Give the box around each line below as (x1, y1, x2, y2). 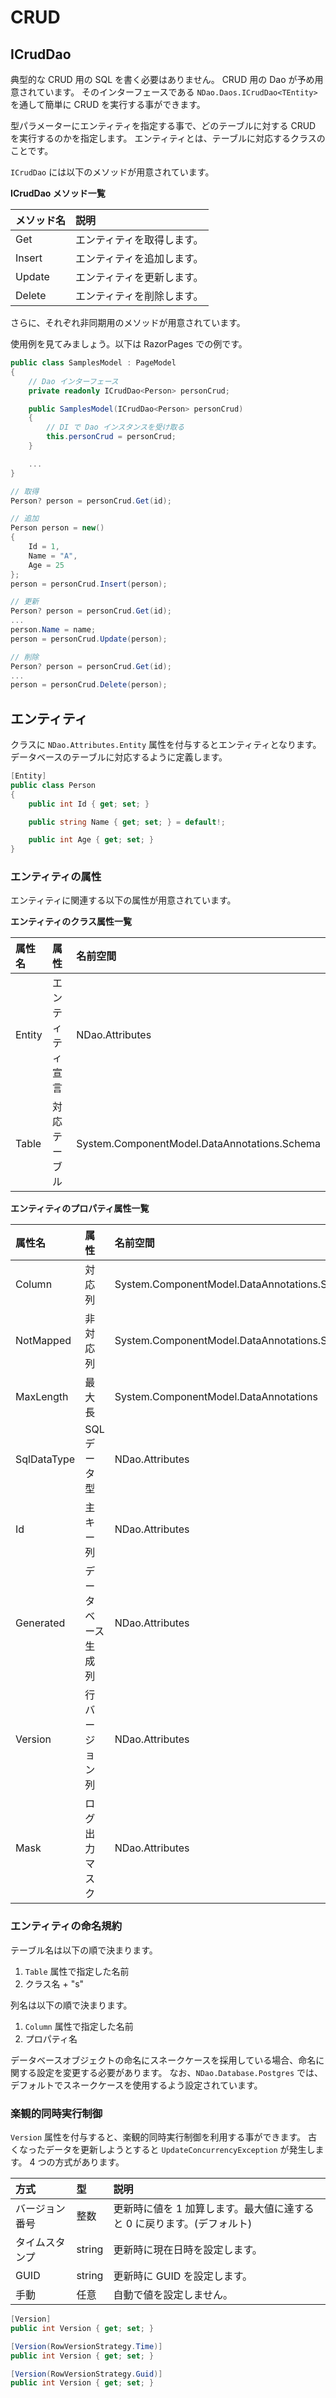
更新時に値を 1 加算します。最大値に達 (113, 2202, 295, 2216)
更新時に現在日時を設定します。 (113, 2243, 263, 2257)
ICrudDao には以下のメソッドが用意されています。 (10, 166, 215, 178)
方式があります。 (54, 2156, 125, 2168)
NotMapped (15, 1334, 72, 1348)
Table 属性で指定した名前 (24, 1965, 130, 1977)
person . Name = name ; (10, 625, 97, 635)
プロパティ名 (24, 2032, 78, 2045)
